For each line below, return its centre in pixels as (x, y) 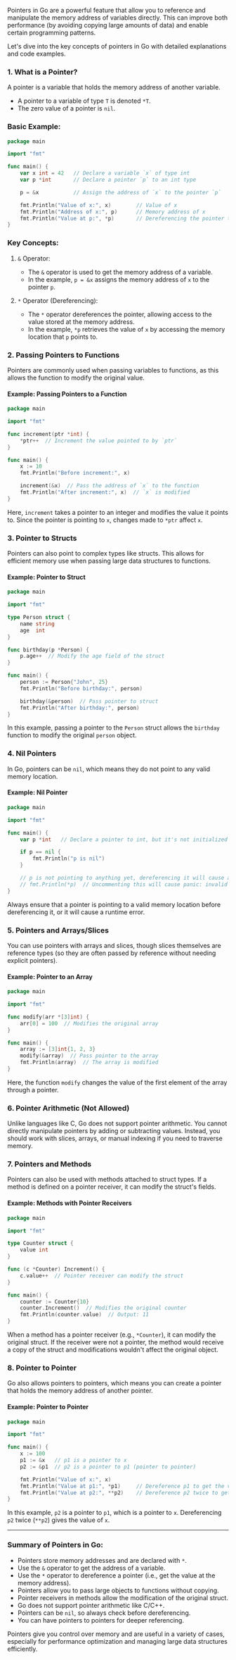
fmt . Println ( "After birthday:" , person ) (80, 708)
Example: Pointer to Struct (46, 577)
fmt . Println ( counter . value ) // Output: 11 (85, 1315)
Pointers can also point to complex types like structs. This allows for (106, 554)
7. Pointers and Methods (50, 1164)
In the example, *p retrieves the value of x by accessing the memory (126, 329)
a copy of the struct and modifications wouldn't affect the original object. (113, 1350)
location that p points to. (63, 337)
